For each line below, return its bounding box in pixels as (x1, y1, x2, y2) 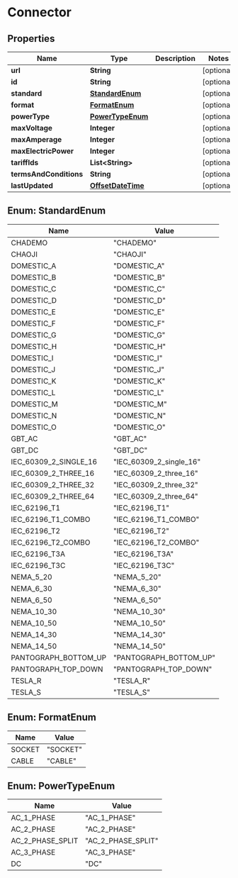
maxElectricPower (11, 146, 74, 156)
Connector (7, 4, 72, 21)
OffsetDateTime (89, 181, 144, 190)
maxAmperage (11, 135, 62, 144)
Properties (7, 33, 55, 45)
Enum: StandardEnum (7, 205, 106, 217)
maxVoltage (11, 123, 53, 133)
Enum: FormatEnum (7, 711, 97, 723)
